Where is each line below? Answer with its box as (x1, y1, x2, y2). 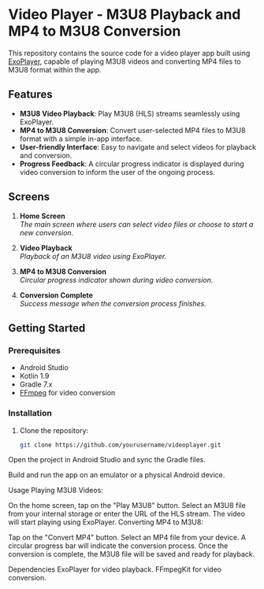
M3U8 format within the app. (8, 65, 102, 74)
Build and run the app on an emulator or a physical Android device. (8, 470, 225, 480)
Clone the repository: (19, 425, 89, 435)
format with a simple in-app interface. (19, 134, 143, 143)
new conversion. (19, 228, 74, 237)
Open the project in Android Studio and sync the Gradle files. (8, 455, 206, 465)
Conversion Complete (19, 290, 93, 300)
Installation (8, 408, 53, 419)
